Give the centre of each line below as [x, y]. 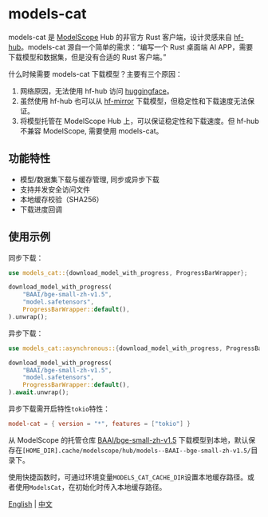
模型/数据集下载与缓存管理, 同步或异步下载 [89, 179]
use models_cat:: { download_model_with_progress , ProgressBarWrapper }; [128, 272]
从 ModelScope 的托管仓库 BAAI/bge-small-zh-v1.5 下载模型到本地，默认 [128, 439]
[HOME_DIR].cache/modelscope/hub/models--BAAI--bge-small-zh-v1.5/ [137, 451]
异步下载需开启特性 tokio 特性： [59, 409]
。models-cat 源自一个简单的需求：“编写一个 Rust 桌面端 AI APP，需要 [137, 47]
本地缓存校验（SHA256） [61, 199]
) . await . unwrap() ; [39, 392]
